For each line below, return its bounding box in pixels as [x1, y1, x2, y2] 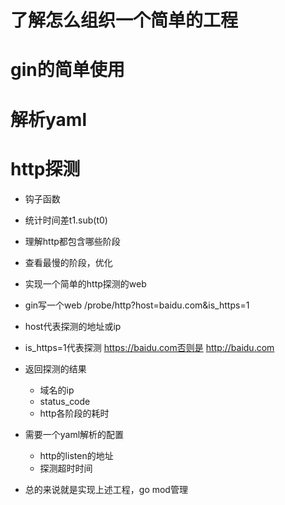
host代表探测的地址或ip [24, 320, 122, 332]
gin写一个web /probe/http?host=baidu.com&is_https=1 [24, 299, 250, 311]
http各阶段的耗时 [39, 407, 110, 419]
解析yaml [10, 108, 87, 131]
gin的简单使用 [10, 59, 125, 81]
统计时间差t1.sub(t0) [24, 214, 108, 226]
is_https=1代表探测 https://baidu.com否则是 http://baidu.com [24, 341, 275, 353]
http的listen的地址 [39, 449, 114, 461]
